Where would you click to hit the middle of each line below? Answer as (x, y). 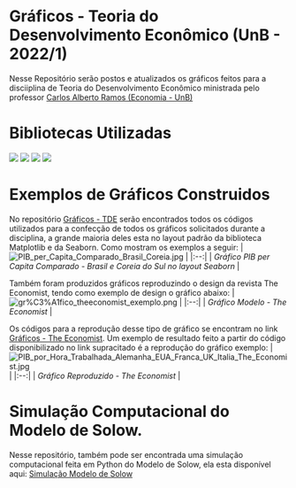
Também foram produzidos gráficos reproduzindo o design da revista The (144, 283)
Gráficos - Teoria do (84, 16)
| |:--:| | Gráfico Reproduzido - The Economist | (95, 376)
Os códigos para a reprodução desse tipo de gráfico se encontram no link (144, 329)
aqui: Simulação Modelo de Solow (71, 473)
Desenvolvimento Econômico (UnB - (145, 35)
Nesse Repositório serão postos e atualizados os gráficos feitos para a (138, 78)
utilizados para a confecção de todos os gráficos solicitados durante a (137, 229)
